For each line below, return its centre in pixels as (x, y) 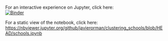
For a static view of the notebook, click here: (52, 23)
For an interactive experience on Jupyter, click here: (59, 7)
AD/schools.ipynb (24, 33)
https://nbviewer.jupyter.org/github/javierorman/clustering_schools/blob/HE (84, 28)
